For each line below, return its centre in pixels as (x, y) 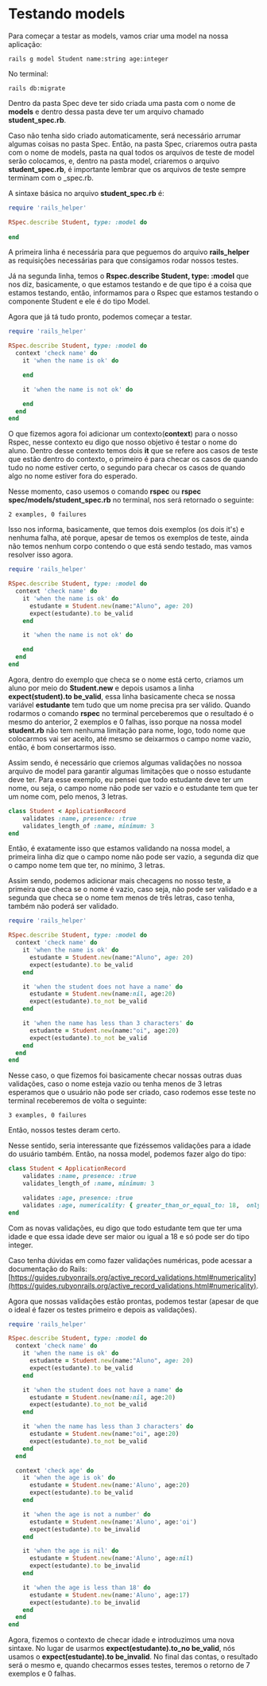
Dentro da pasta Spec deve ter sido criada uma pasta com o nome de (122, 103)
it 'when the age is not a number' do (87, 1514)
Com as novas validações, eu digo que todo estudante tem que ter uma (125, 1228)
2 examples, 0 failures (48, 514)
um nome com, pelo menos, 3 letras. (68, 796)
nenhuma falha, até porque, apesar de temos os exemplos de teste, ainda (128, 538)
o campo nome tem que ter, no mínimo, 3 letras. (87, 866)
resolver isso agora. (41, 555)
